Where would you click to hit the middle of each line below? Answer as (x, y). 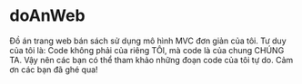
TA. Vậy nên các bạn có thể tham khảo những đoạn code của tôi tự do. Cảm (151, 60)
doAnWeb (47, 16)
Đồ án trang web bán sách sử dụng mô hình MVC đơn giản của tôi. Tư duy (148, 41)
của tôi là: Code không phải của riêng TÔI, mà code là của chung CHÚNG (147, 50)
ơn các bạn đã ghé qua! (54, 70)
